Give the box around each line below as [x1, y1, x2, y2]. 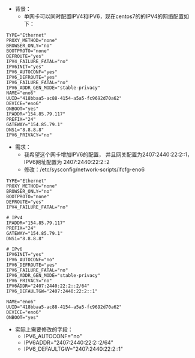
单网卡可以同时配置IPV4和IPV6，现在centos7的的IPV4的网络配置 [23, 13, 184, 20]
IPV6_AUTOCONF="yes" [6, 69, 58, 75]
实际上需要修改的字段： [14, 326, 73, 333]
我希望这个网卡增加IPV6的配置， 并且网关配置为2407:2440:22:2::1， [23, 151, 193, 158]
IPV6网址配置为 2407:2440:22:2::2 [23, 159, 110, 165]
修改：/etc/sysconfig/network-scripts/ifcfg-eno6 [23, 166, 145, 173]
